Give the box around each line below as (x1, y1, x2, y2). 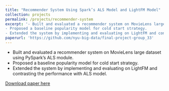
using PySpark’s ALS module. (12, 54, 74, 60)
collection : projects (5, 12, 51, 17)
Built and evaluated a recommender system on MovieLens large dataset (12, 49, 161, 55)
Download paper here (5, 80, 50, 86)
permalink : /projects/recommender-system (5, 17, 94, 22)
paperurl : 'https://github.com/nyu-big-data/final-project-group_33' (5, 36, 154, 41)
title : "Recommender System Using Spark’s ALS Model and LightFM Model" (5, 7, 161, 13)
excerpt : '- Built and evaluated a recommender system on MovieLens (5, 21, 152, 27)
